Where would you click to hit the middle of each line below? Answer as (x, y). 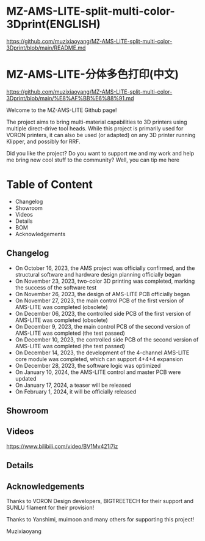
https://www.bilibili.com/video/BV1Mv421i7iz (62, 446)
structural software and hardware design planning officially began (98, 274)
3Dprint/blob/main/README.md (46, 48)
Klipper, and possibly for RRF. (43, 141)
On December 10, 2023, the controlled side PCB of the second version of (107, 339)
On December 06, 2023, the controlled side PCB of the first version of (103, 313)
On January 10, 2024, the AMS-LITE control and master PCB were (98, 372)
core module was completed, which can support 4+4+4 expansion (99, 359)
